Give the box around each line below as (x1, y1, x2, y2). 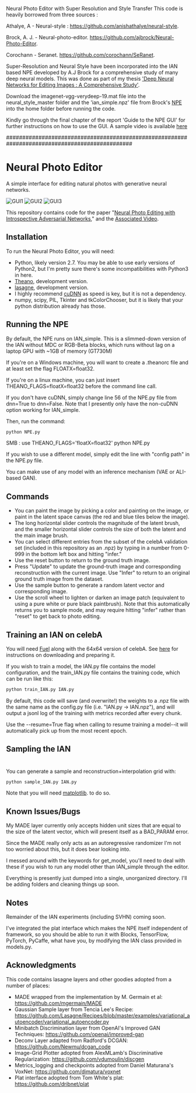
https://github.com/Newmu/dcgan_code (14, 1043, 111, 1050)
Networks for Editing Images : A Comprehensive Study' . (6, 81, 140, 88)
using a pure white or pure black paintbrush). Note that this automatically (14, 600, 190, 607)
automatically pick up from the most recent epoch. (6, 727, 128, 734)
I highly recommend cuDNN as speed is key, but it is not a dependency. (14, 290, 187, 297)
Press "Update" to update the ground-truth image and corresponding (14, 563, 181, 570)
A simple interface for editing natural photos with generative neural (6, 180, 167, 187)
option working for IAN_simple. (6, 406, 80, 413)
